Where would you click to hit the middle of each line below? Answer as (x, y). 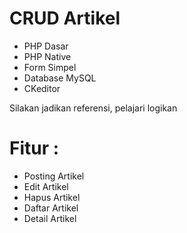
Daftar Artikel (51, 208)
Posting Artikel (54, 176)
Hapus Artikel (52, 197)
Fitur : (34, 148)
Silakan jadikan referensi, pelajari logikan (93, 108)
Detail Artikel (50, 218)
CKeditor (42, 88)
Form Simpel (50, 67)
